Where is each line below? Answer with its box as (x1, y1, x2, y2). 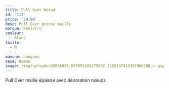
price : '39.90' (5, 17, 37, 22)
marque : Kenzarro (5, 26, 42, 31)
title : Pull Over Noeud (5, 7, 56, 13)
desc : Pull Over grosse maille (5, 21, 71, 27)
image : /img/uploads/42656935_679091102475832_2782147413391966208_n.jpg (5, 63, 164, 68)
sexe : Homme (5, 59, 30, 64)
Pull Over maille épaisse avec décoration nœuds (5, 77, 106, 83)
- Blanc (10, 36, 26, 41)
